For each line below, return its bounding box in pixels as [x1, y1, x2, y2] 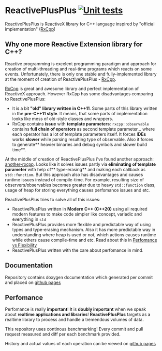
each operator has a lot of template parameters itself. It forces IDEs [12, 131, 146, 137]
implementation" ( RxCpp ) [5, 26, 56, 32]
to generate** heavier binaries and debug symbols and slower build [12, 141, 147, 147]
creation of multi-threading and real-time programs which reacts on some [5, 66, 152, 71]
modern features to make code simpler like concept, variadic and [12, 211, 142, 217]
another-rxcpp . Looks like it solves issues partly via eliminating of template [5, 161, 156, 167]
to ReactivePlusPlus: [5, 96, 46, 102]
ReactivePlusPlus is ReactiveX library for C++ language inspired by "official [5, 21, 155, 27]
